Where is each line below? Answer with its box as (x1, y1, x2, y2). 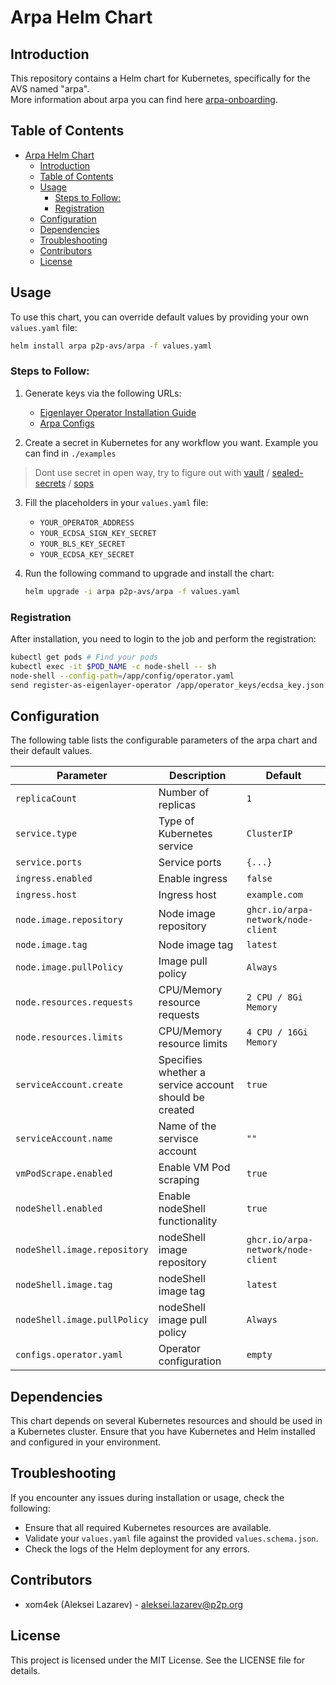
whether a (158, 1066, 207, 1080)
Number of (158, 786, 210, 800)
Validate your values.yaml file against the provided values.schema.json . (24, 1532, 319, 1544)
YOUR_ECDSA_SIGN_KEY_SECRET (39, 528, 157, 538)
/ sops (68, 477, 95, 489)
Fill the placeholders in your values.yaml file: (24, 496, 209, 508)
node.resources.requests (15, 997, 134, 1008)
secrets (34, 477, 67, 489)
